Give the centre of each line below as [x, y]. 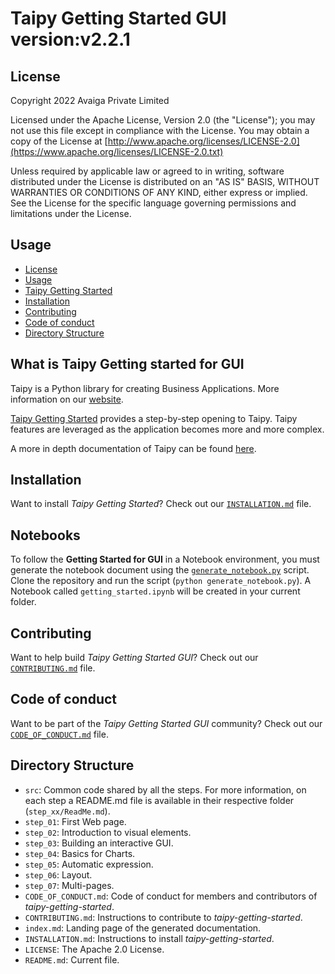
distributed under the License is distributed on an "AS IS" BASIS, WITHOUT [165, 181]
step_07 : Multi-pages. [69, 885]
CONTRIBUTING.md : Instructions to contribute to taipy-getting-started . [163, 917]
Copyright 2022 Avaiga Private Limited [90, 100]
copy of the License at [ [59, 141]
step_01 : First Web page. [75, 821]
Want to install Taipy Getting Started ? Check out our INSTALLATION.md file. [161, 504]
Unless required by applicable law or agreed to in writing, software [147, 171]
